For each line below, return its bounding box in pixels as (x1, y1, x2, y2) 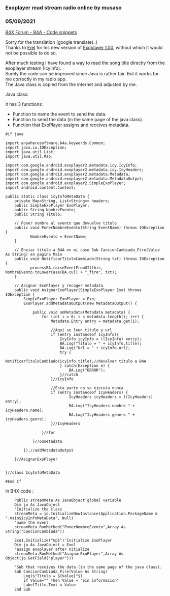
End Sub (14, 587, 30, 592)
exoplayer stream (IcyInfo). (5, 65, 62, 71)
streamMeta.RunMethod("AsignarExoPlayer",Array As (14, 551, 124, 556)
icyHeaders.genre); (5, 417, 47, 422)
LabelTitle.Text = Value (23, 582, 76, 588)
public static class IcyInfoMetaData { (5, 194, 90, 200)
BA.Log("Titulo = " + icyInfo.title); (59, 341, 142, 346)
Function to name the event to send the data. (12, 111, 107, 117)
